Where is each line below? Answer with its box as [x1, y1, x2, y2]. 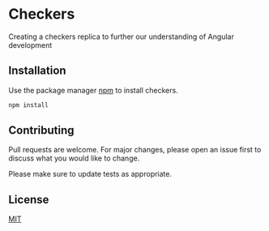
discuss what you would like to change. [8, 153, 140, 163]
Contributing [8, 123, 75, 138]
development [8, 40, 53, 49]
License [8, 192, 49, 207]
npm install [8, 101, 49, 109]
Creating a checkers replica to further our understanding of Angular [8, 32, 235, 41]
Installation [8, 64, 66, 78]
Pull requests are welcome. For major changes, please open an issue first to [8, 145, 262, 155]
